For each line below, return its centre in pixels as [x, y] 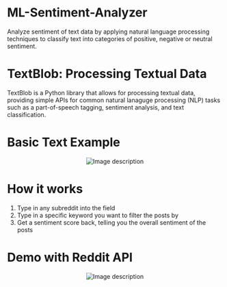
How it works [45, 189]
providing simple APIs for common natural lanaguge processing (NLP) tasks [114, 100]
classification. [27, 114]
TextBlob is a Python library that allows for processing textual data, [102, 92]
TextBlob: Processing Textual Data [107, 74]
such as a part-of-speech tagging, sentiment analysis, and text [96, 107]
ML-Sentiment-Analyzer [77, 13]
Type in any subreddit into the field [66, 208]
